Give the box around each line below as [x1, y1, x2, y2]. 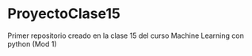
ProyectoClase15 [7, 5, 120, 23]
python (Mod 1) [7, 39, 57, 48]
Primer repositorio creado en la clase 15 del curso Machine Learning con [7, 31, 245, 40]
